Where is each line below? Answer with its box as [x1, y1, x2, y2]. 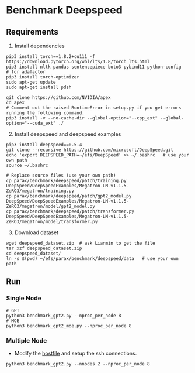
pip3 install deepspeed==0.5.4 [6, 142, 82, 148]
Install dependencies [14, 42, 65, 49]
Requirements [6, 27, 58, 37]
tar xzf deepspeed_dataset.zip [6, 245, 82, 251]
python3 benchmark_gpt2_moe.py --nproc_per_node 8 [6, 323, 132, 328]
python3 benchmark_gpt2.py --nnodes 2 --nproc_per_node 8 [6, 361, 150, 367]
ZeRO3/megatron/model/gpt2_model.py [6, 203, 95, 209]
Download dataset [14, 229, 59, 236]
